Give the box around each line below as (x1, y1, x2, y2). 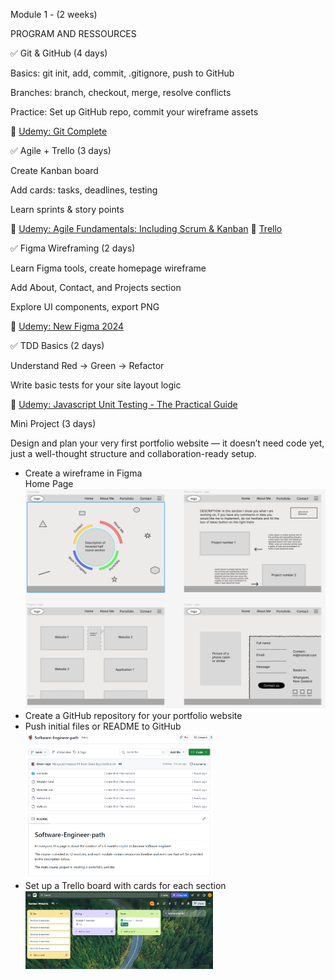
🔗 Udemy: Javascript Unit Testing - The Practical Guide (10, 399, 238, 410)
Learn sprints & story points (10, 204, 125, 215)
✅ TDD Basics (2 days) (10, 340, 105, 351)
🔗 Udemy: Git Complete (10, 125, 108, 137)
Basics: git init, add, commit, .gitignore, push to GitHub (10, 67, 235, 79)
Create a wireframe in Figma (24, 467, 143, 479)
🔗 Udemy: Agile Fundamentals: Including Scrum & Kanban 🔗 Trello (10, 223, 283, 234)
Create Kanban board (10, 165, 99, 176)
